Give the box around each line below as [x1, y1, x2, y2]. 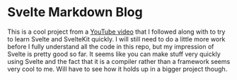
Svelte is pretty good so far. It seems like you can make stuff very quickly [7, 50, 221, 58]
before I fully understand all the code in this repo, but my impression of [7, 42, 214, 51]
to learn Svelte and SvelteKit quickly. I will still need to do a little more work [7, 34, 226, 43]
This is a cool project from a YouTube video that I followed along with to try [7, 27, 226, 36]
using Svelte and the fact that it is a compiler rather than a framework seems [7, 57, 231, 65]
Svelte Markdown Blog [7, 4, 143, 20]
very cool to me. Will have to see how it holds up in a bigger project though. [7, 65, 228, 73]
